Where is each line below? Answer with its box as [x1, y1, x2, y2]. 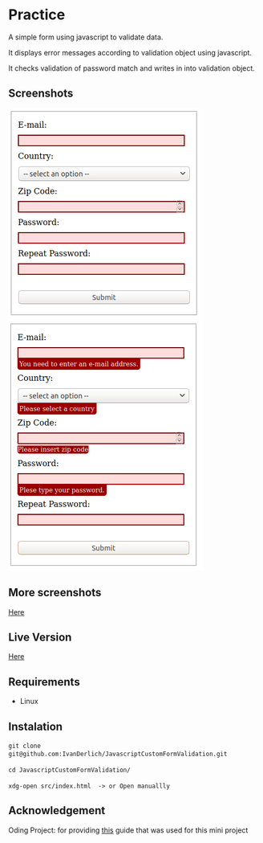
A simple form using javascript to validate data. [8, 32, 164, 42]
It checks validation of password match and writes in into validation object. [8, 63, 255, 73]
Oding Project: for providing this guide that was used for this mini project [8, 825, 249, 835]
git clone [8, 742, 42, 750]
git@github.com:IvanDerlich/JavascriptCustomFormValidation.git [8, 750, 228, 758]
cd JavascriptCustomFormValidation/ [8, 766, 131, 774]
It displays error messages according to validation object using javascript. [8, 47, 253, 57]
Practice [8, 6, 66, 24]
